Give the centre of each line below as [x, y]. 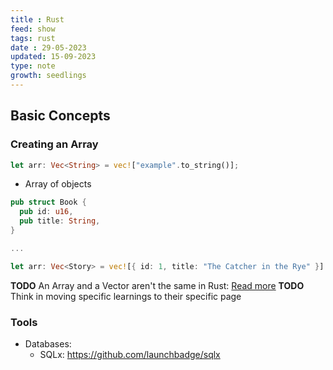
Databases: [48, 343]
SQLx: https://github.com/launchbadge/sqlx [130, 354]
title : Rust [37, 19]
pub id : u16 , [46, 212]
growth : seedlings [48, 76]
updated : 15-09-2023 [53, 57]
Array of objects [58, 184]
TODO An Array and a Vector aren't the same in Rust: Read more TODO [157, 285]
